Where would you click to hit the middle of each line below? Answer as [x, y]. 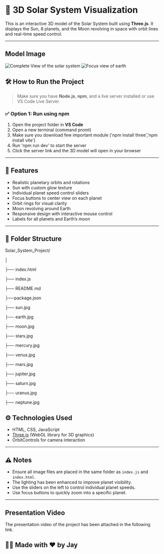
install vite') [24, 140]
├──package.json [23, 298]
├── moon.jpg [20, 326]
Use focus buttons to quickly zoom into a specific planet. [69, 493]
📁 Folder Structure [33, 239]
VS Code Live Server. [38, 101]
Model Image [25, 54]
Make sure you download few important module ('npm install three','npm [85, 135]
